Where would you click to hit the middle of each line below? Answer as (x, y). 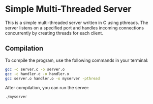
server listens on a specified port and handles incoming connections (75, 27)
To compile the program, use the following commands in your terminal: (77, 60)
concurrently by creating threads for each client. (54, 33)
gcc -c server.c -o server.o (35, 69)
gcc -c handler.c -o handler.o (37, 74)
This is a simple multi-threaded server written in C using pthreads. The (77, 23)
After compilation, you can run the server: (47, 88)
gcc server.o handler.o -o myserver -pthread (52, 78)
